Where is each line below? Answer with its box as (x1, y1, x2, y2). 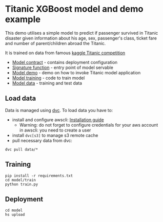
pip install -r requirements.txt (5, 173, 73, 178)
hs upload (5, 212, 25, 217)
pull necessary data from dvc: (12, 137, 72, 143)
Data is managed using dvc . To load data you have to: (5, 107, 113, 113)
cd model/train (5, 178, 36, 182)
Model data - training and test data (12, 80, 82, 86)
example (5, 14, 41, 25)
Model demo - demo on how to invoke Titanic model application (12, 69, 141, 75)
